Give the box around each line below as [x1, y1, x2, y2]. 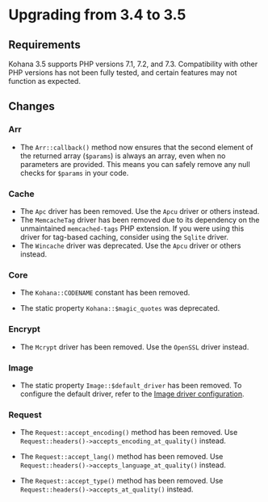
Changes [8, 99, 55, 114]
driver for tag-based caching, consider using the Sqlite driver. [19, 232, 228, 241]
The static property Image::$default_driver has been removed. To [19, 380, 242, 390]
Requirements [8, 38, 81, 52]
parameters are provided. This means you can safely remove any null [19, 159, 250, 169]
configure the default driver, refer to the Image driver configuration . [19, 389, 245, 399]
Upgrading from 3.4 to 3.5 [8, 6, 186, 24]
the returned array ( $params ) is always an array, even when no [19, 151, 226, 161]
